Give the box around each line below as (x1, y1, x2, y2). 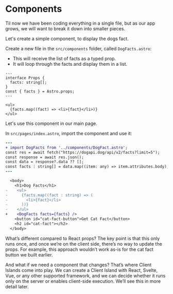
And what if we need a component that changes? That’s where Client (5, 262, 152, 268)
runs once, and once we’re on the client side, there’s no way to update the (5, 241, 162, 247)
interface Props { (5, 75, 45, 80)
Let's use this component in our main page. (5, 120, 97, 126)
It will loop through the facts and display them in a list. (12, 61, 128, 67)
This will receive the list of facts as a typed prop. (12, 55, 116, 62)
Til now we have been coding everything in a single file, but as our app (5, 20, 155, 26)
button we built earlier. (5, 251, 53, 258)
